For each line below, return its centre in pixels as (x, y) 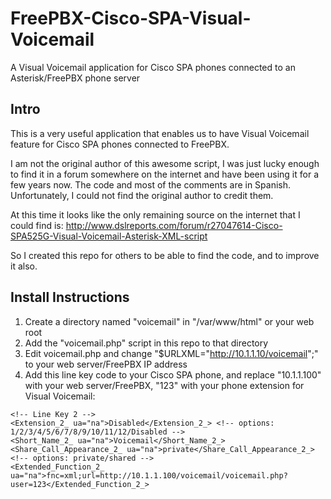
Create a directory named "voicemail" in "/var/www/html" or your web (169, 321)
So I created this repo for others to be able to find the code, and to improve (165, 255)
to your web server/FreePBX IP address (106, 364)
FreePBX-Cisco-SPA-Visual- (131, 18)
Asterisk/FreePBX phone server (75, 78)
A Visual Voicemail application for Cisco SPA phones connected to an (153, 67)
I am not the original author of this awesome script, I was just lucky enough (165, 163)
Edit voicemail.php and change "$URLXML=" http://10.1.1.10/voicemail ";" (171, 353)
